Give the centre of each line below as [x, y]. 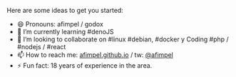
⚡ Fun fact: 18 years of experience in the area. [84, 66]
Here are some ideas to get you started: [65, 10]
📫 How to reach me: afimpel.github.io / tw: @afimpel [95, 55]
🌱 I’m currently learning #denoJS [66, 32]
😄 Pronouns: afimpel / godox [60, 24]
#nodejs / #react [41, 47]
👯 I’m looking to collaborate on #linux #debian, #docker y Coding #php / [123, 39]
